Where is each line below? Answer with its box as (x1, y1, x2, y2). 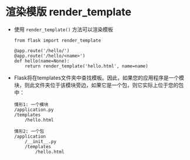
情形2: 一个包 (13, 128, 45, 134)
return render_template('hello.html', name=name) (25, 63, 148, 69)
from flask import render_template (13, 38, 101, 43)
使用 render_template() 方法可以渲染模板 (13, 26, 114, 33)
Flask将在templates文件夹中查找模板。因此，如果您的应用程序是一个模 (13, 74, 185, 81)
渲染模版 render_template (5, 5, 131, 19)
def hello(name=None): (13, 58, 70, 64)
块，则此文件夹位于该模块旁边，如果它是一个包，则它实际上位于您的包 (13, 81, 184, 88)
